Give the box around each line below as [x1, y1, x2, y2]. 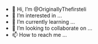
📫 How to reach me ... [11, 32, 67, 38]
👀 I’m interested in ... [11, 12, 62, 19]
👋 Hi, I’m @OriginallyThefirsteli [11, 6, 87, 12]
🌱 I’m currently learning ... [11, 18, 75, 25]
